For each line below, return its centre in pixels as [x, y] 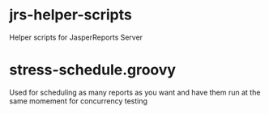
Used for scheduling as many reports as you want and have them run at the [135, 92]
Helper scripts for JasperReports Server [76, 37]
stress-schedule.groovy [93, 70]
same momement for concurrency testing [79, 101]
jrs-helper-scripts [70, 15]
